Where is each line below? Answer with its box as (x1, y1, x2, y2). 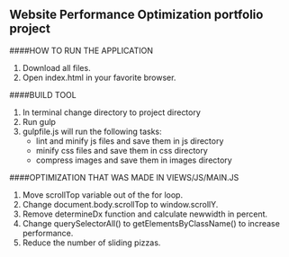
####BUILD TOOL (9, 89, 77, 100)
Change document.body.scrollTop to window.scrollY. (22, 199, 219, 209)
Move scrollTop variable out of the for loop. (22, 189, 183, 200)
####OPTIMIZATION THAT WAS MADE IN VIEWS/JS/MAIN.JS (9, 172, 239, 182)
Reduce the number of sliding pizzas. (22, 237, 161, 248)
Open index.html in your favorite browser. (22, 72, 176, 83)
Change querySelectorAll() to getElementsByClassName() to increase (22, 217, 281, 228)
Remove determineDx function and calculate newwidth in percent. (22, 208, 268, 219)
